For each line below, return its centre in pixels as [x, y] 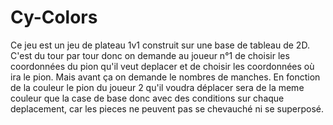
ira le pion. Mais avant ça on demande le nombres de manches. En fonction [165, 77]
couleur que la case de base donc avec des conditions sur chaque [147, 98]
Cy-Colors [54, 17]
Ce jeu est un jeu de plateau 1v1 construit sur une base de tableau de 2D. [160, 45]
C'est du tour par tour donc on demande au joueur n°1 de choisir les [150, 55]
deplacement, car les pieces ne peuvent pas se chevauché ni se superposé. [167, 108]
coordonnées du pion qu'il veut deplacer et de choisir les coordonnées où [162, 66]
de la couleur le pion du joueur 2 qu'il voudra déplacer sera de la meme [157, 87]
